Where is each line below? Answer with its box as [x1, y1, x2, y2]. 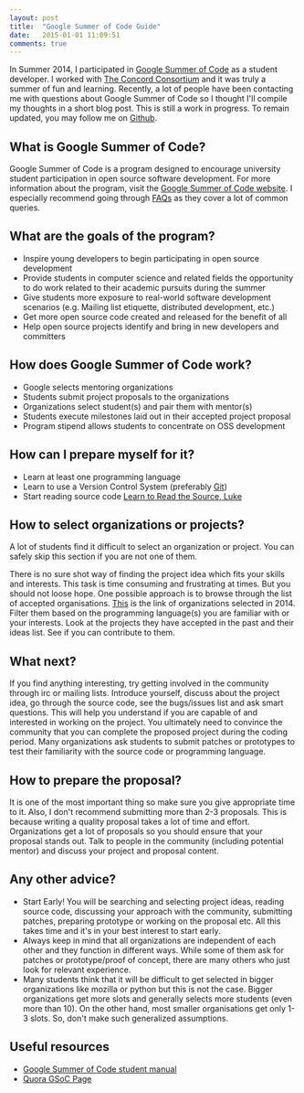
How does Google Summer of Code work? [9, 358, 253, 373]
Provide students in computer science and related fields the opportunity [22, 272, 294, 284]
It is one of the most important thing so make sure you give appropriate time [9, 797, 296, 808]
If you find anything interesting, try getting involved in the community [9, 678, 269, 689]
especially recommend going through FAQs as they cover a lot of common [9, 193, 289, 204]
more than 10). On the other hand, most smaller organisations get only [22, 1002, 286, 1013]
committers [22, 330, 66, 341]
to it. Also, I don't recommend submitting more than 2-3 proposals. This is [9, 806, 288, 817]
